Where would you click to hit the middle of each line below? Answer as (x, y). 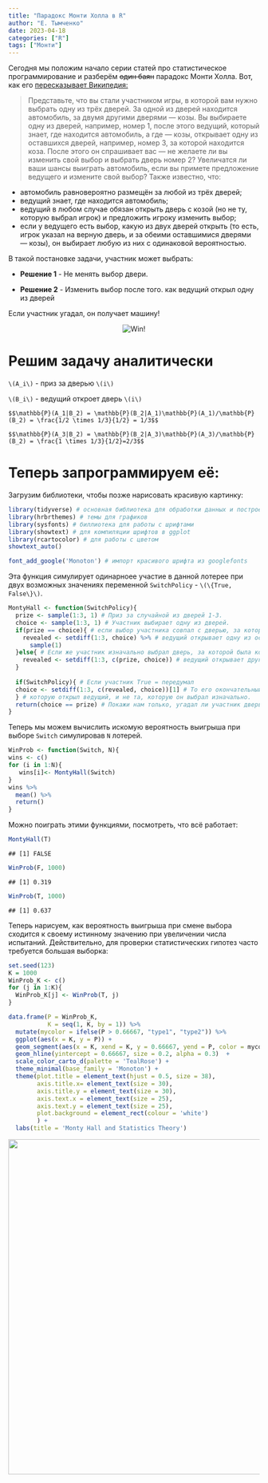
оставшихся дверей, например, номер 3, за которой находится (136, 143)
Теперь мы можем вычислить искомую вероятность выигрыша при (124, 727)
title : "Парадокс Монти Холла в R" (67, 16)
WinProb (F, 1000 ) (37, 868)
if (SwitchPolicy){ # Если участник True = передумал (105, 682)
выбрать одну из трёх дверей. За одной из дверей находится (132, 109)
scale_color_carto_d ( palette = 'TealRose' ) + (93, 1062)
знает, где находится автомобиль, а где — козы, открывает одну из (143, 134)
